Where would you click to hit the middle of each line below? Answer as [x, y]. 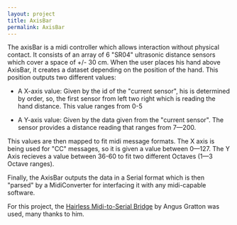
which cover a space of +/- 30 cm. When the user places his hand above [114, 62]
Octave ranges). [31, 164]
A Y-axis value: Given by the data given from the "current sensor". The [121, 120]
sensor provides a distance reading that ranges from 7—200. [107, 128]
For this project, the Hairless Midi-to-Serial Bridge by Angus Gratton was [114, 207]
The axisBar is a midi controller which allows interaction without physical [114, 48]
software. [21, 193]
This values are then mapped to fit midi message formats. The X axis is [111, 141]
